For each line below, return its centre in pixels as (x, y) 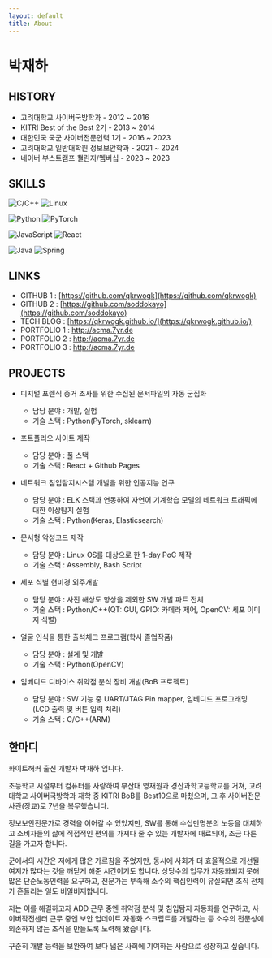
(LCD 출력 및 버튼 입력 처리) (77, 709)
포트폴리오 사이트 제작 (55, 438)
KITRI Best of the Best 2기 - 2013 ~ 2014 (88, 127)
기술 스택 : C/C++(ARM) (71, 718)
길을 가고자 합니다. (38, 843)
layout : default (36, 16)
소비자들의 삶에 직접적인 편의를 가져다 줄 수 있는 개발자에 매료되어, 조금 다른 (137, 833)
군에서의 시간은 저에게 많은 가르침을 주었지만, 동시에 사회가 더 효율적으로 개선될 (134, 861)
